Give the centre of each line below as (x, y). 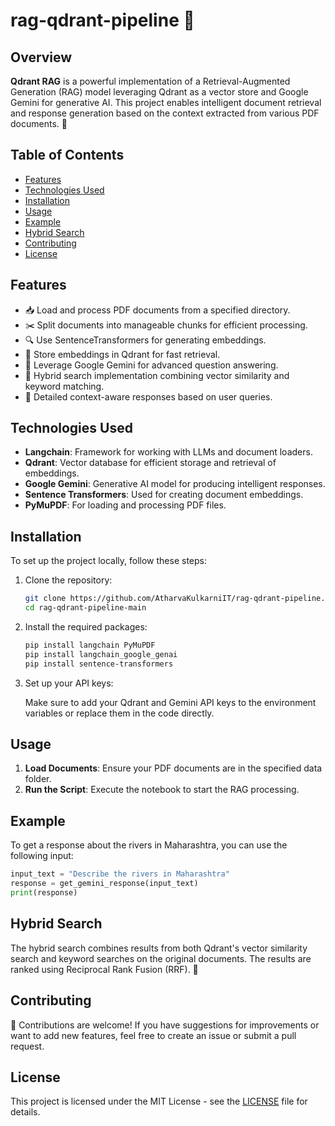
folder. (38, 779)
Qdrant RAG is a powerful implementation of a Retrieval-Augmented (150, 81)
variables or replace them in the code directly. (119, 713)
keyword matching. (64, 386)
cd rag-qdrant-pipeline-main (85, 608)
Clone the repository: (68, 580)
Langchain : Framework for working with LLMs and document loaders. (168, 452)
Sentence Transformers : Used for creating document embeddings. (164, 495)
